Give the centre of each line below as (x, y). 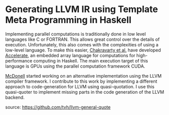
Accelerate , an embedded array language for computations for (70, 55)
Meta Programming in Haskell (68, 20)
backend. (15, 97)
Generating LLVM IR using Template (82, 9)
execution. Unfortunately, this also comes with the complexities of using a (82, 44)
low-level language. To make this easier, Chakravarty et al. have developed (83, 50)
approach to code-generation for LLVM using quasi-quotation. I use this (80, 86)
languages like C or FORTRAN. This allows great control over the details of (82, 39)
